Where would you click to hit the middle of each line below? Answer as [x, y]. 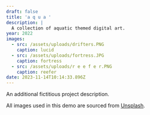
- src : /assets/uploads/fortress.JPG [58, 55]
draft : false [22, 11]
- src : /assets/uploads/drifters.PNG [58, 45]
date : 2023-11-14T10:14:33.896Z [46, 77]
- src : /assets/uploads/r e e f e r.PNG [62, 66]
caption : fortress [39, 61]
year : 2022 [19, 34]
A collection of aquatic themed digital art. [69, 28]
